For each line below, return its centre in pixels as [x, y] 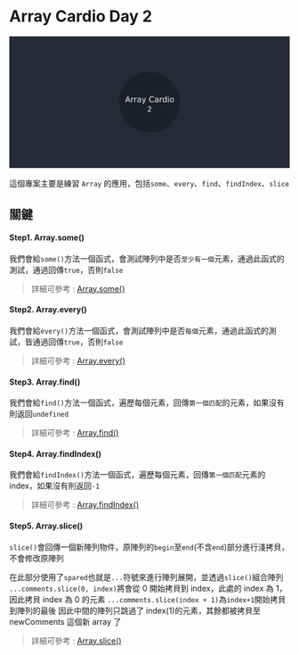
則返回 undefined [39, 414]
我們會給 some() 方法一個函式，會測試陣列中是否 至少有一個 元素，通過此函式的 [147, 258]
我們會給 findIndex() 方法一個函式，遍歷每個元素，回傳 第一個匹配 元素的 [137, 475]
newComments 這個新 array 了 [65, 621]
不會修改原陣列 [36, 558]
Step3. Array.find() [45, 382]
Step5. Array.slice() [46, 526]
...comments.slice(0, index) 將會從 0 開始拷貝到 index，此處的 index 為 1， [148, 588]
